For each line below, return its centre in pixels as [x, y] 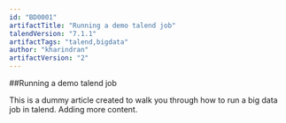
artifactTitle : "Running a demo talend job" [93, 25]
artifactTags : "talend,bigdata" [69, 42]
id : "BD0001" [33, 17]
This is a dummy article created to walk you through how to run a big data [143, 100]
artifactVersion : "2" [49, 58]
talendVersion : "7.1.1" [53, 33]
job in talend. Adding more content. [73, 109]
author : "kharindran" [49, 50]
